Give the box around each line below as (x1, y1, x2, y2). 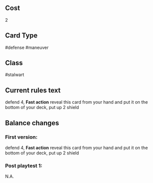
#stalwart (5, 72, 25, 78)
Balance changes (5, 118, 60, 127)
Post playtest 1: (5, 162, 43, 169)
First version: (5, 133, 38, 140)
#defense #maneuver (5, 44, 49, 50)
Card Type (5, 32, 38, 40)
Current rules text (5, 86, 61, 94)
